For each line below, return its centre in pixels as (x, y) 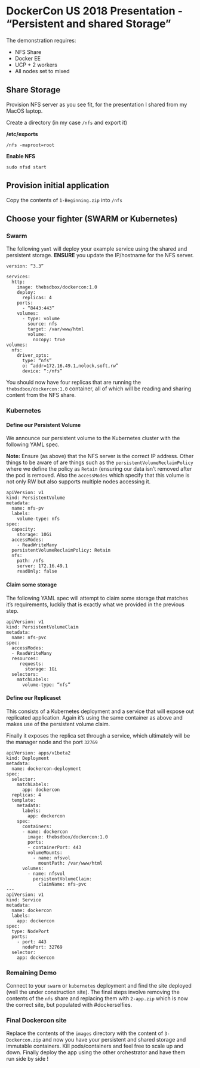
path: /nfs (30, 561)
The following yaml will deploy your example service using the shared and (97, 249)
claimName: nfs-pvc (62, 884)
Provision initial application (58, 186)
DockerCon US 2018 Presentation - (95, 11)
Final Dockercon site (36, 1020)
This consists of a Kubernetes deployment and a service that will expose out (100, 711)
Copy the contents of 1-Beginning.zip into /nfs (64, 200)
